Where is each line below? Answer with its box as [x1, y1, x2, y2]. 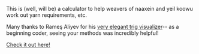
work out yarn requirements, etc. [6, 11, 88, 19]
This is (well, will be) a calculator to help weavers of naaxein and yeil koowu [6, 5, 193, 12]
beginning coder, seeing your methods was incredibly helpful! [6, 29, 159, 37]
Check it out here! [6, 41, 51, 48]
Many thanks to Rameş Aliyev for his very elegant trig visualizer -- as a [6, 23, 179, 30]
